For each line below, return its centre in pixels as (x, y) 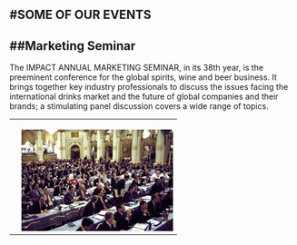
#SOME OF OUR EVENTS (80, 15)
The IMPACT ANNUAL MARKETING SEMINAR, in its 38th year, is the (137, 68)
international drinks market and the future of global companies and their (144, 97)
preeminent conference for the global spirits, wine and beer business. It (143, 77)
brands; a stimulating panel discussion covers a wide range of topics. (139, 106)
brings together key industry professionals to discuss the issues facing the (149, 87)
